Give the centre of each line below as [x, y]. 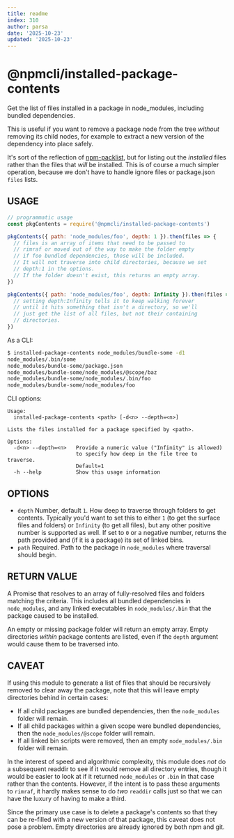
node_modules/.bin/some [42, 359]
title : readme [28, 14]
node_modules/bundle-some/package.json [65, 366]
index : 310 [23, 20]
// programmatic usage [40, 217]
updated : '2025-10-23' [40, 40]
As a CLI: [20, 340]
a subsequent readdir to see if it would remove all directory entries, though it [117, 769]
